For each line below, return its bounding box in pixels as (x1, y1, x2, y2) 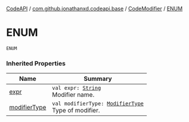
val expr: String (51, 85, 101, 92)
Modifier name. (51, 90, 95, 99)
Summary (83, 74, 112, 83)
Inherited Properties (6, 59, 66, 67)
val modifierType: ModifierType (51, 101, 144, 107)
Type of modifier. (51, 107, 100, 115)
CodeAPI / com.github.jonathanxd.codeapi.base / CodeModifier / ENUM (6, 5, 183, 12)
